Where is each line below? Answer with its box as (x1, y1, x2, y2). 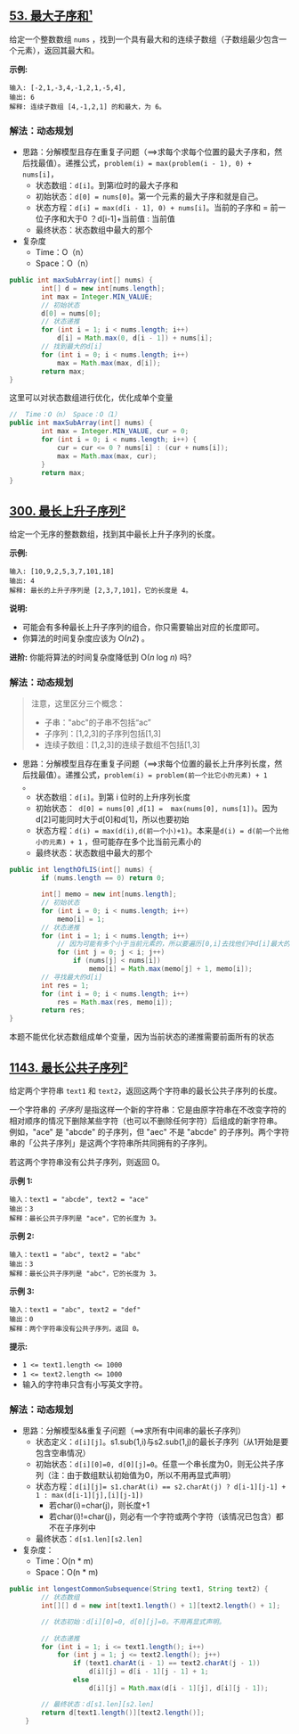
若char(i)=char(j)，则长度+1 (48, 1500, 150, 1511)
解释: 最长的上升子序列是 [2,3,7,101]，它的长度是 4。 (9, 587, 193, 596)
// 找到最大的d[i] (41, 342, 102, 351)
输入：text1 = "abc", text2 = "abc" (9, 1251, 141, 1260)
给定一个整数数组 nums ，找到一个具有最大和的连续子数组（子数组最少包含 (9, 34, 279, 45)
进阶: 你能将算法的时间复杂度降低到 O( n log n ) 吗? (9, 652, 192, 662)
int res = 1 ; (41, 981, 90, 990)
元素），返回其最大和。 (16, 45, 100, 55)
